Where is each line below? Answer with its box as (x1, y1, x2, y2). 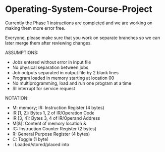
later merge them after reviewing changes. (5, 40, 92, 46)
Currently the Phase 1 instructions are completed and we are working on (5, 20, 153, 26)
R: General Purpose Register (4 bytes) (12, 131, 90, 137)
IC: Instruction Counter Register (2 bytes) (12, 125, 97, 132)
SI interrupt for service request (12, 85, 75, 91)
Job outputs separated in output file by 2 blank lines (12, 69, 119, 75)
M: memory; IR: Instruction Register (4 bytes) (12, 104, 105, 110)
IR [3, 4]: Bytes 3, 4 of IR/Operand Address (12, 115, 100, 121)
